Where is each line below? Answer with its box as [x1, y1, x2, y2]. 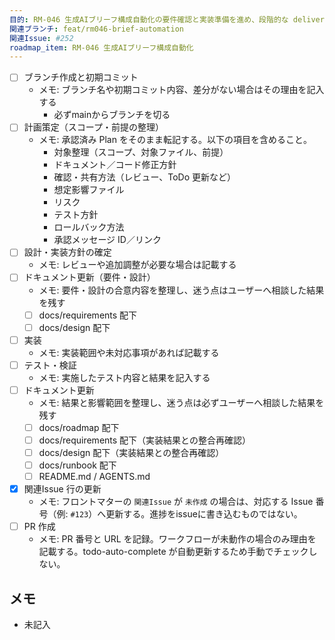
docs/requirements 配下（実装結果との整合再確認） [38, 434, 251, 446]
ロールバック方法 [53, 221, 125, 233]
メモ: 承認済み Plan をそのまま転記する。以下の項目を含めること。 [38, 134, 312, 146]
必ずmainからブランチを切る [53, 109, 171, 121]
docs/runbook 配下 [38, 459, 117, 471]
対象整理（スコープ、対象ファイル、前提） [53, 146, 229, 158]
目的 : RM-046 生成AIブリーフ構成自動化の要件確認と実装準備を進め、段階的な [9, 14, 289, 25]
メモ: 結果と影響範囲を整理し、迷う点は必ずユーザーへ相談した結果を [38, 396, 325, 408]
